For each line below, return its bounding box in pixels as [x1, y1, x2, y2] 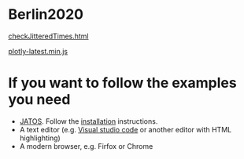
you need [8, 91, 71, 109]
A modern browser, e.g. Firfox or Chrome [19, 141, 153, 150]
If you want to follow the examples [8, 74, 238, 92]
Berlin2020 [8, 5, 84, 23]
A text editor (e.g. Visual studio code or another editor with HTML [19, 125, 232, 134]
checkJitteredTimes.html [8, 31, 89, 41]
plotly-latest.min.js [8, 46, 68, 56]
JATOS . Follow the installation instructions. [19, 116, 158, 126]
